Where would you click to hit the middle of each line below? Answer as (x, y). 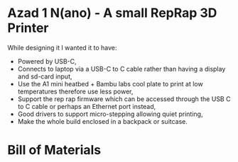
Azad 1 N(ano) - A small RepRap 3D (112, 13)
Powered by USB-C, (47, 61)
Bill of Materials (54, 150)
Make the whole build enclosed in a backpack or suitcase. (103, 121)
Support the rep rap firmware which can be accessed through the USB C (124, 99)
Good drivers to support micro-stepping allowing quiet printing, (110, 114)
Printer (28, 28)
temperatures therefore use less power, (75, 91)
